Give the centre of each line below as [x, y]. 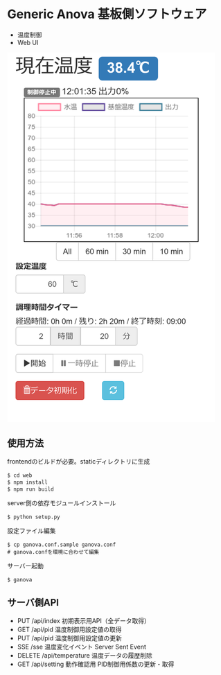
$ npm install [28, 482]
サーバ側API [33, 603]
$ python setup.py [34, 517]
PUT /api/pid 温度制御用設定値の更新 [70, 638]
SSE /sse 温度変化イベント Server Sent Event [82, 647]
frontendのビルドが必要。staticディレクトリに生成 [79, 461]
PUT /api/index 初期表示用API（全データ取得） [84, 620]
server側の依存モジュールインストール [62, 502]
